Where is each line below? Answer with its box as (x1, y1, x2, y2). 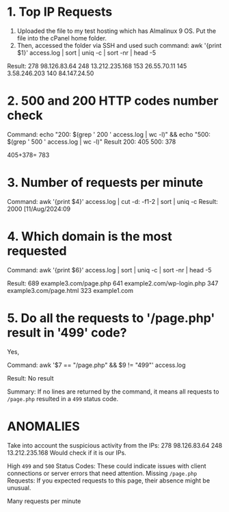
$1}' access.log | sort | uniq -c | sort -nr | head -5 (16, 49, 157, 57)
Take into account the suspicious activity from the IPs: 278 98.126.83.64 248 (7, 441, 223, 449)
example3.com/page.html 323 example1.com (7, 286, 134, 294)
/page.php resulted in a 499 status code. (7, 394, 119, 402)
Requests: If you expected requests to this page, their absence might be (7, 476, 211, 485)
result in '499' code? (7, 324, 127, 340)
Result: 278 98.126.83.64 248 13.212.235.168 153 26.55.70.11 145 (7, 62, 187, 70)
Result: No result (7, 374, 54, 382)
